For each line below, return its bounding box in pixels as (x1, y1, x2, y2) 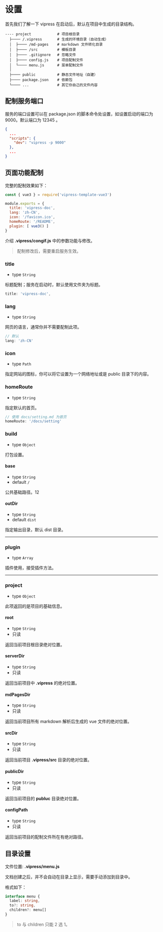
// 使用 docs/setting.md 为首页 (5, 415, 67, 419)
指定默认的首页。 (5, 405, 39, 411)
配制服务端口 (5, 97, 44, 105)
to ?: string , (9, 903, 36, 908)
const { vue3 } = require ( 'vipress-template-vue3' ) (5, 192, 112, 197)
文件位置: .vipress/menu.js (5, 863, 60, 869)
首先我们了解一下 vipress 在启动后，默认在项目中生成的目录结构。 (5, 21, 137, 27)
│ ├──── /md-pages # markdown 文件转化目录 (9, 42, 103, 47)
